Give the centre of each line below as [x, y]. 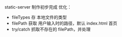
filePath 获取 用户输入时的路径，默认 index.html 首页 [64, 23]
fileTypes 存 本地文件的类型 [39, 17]
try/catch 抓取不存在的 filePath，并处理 [51, 29]
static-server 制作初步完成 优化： [38, 7]
